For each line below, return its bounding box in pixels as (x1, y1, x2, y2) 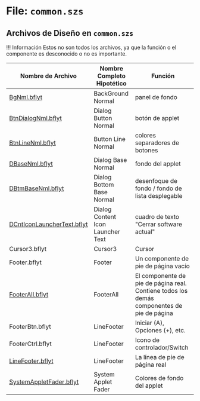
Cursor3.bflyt (9, 245, 47, 253)
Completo (97, 72, 126, 80)
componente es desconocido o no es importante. (6, 50, 127, 57)
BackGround (93, 90, 129, 97)
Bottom (93, 180, 114, 189)
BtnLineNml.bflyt (9, 139, 57, 147)
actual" (135, 228, 155, 235)
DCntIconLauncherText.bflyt (9, 220, 88, 228)
